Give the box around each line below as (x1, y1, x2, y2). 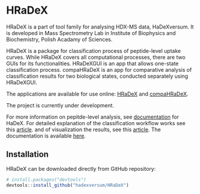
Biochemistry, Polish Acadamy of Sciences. (6, 36, 113, 43)
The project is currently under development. (6, 101, 114, 109)
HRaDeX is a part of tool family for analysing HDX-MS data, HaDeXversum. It (6, 23, 194, 30)
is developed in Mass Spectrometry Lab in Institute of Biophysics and (6, 29, 176, 36)
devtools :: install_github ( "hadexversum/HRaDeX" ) (6, 182, 129, 188)
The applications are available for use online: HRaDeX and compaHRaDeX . (6, 90, 189, 97)
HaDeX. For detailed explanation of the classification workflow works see (6, 119, 186, 126)
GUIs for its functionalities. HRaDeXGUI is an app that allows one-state (6, 60, 179, 67)
